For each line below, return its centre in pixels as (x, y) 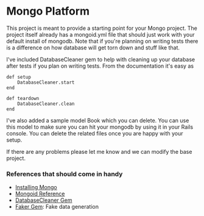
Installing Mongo (36, 187)
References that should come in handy (65, 174)
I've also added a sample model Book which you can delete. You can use (98, 120)
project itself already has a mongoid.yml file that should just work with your (100, 34)
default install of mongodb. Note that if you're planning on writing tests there (102, 41)
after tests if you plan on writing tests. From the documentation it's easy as (100, 66)
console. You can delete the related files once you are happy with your (95, 133)
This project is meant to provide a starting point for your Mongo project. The (102, 28)
